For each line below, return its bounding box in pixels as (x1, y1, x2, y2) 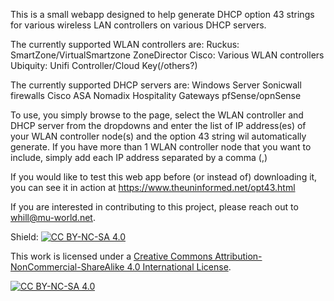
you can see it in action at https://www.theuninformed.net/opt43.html (10, 182, 296, 193)
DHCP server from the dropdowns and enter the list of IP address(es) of (10, 120, 307, 131)
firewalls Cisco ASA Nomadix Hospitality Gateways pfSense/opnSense (10, 90, 302, 101)
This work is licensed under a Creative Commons (10, 250, 213, 262)
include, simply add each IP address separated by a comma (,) (10, 152, 268, 163)
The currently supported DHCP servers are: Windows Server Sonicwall (10, 79, 302, 91)
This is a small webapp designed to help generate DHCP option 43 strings (10, 9, 315, 20)
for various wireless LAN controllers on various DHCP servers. (10, 19, 267, 31)
